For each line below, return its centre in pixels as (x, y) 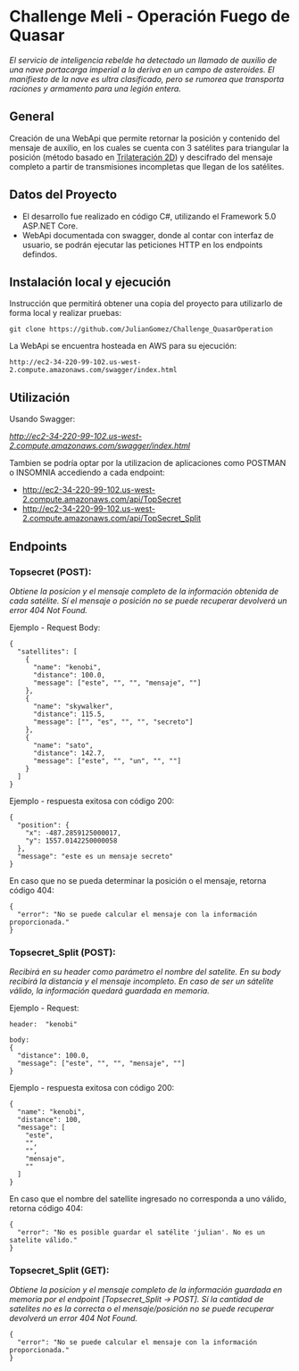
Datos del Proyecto (63, 195)
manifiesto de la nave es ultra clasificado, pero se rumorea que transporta (147, 79)
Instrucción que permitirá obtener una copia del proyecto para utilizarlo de (146, 303)
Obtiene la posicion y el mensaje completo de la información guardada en (146, 1290)
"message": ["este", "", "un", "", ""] (107, 760)
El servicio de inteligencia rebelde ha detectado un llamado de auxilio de (143, 60)
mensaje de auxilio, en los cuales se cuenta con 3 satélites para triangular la (149, 147)
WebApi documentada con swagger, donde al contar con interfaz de (148, 235)
